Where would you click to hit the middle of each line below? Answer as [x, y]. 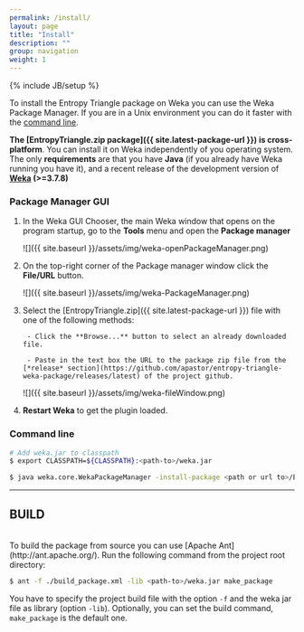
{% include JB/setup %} [54, 85]
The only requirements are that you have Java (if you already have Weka [146, 159]
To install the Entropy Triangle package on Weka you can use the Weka [142, 103]
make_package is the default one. [69, 618]
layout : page [34, 26]
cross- [280, 140]
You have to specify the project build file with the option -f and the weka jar [151, 599]
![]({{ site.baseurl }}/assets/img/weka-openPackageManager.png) [145, 249]
